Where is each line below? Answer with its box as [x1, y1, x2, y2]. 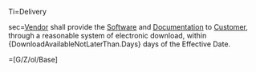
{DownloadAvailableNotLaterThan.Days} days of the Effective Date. [8, 39, 231, 49]
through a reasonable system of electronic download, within [8, 31, 207, 40]
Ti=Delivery [8, 7, 47, 16]
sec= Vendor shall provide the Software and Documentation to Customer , [8, 22, 249, 31]
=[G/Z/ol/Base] [8, 55, 59, 64]
